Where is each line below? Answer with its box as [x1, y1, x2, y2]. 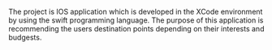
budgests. [8, 32, 42, 42]
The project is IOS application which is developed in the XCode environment [8, 7, 263, 16]
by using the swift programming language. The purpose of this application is [8, 15, 264, 25]
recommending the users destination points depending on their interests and [8, 24, 265, 33]
